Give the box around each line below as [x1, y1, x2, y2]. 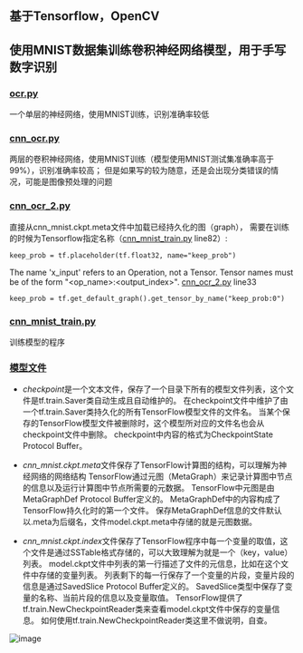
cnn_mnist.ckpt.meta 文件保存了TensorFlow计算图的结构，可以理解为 [22, 460, 279, 471]
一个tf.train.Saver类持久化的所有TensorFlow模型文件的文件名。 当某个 [22, 406, 283, 417]
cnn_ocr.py [9, 132, 61, 144]
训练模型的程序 [9, 336, 65, 347]
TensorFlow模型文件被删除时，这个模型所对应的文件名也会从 [38, 418, 265, 429]
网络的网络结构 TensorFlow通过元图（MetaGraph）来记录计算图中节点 [30, 471, 293, 482]
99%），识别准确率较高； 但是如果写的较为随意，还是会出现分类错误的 [9, 165, 271, 176]
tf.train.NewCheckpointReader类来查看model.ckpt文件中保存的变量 [22, 604, 272, 615]
